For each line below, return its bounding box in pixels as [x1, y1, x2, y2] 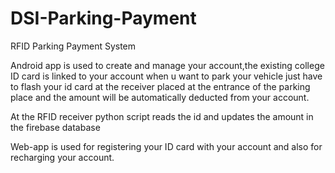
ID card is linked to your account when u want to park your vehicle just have [10, 70, 323, 82]
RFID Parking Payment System [10, 40, 137, 52]
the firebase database [10, 121, 101, 133]
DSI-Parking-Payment [10, 7, 197, 30]
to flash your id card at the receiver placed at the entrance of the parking [10, 80, 311, 92]
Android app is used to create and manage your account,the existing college [10, 59, 325, 71]
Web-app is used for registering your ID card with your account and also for [10, 140, 323, 152]
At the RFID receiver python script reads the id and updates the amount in [10, 110, 314, 122]
